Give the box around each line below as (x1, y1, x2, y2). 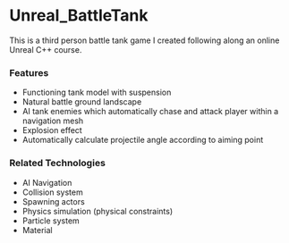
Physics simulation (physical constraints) (21, 205, 174, 216)
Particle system (21, 215, 81, 226)
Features (9, 66, 49, 79)
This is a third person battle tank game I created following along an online (9, 35, 280, 46)
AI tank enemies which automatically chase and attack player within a (21, 106, 279, 117)
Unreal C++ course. (9, 44, 82, 54)
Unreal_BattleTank (9, 5, 149, 26)
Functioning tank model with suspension (21, 87, 172, 98)
